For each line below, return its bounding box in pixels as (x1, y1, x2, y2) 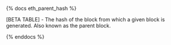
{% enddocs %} (6, 33, 45, 40)
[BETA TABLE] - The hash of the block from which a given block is (6, 16, 165, 22)
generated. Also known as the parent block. (6, 22, 111, 29)
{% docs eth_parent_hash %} (6, 5, 77, 12)
